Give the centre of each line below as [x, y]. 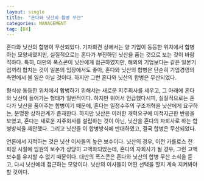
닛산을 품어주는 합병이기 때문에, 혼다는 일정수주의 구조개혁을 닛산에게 [100, 106]
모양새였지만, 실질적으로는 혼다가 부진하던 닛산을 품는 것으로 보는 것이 [100, 55]
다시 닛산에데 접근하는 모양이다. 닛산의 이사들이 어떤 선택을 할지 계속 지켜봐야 [106, 165]
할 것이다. [18, 172]
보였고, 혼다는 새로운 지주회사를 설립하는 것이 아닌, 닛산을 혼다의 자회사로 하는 [99, 121]
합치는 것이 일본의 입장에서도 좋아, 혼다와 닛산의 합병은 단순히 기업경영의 [108, 70]
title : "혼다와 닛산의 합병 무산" [45, 18]
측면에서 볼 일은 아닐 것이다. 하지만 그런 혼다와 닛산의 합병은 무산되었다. [91, 77]
